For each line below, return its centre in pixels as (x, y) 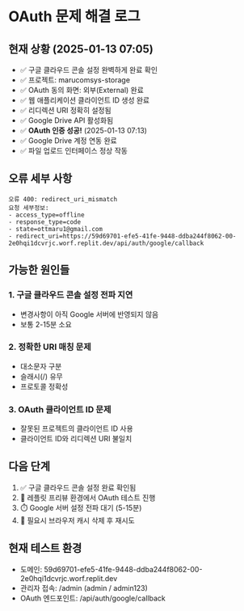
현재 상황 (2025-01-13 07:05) (81, 49)
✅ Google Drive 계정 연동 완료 (68, 141)
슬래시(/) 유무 (41, 376)
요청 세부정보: (29, 208)
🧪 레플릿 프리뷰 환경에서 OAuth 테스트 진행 (88, 497)
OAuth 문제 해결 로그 (74, 17)
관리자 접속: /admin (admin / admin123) (84, 588)
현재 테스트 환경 (45, 548)
